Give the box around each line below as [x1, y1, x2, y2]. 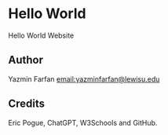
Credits [8, 97, 46, 111]
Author [8, 53, 43, 67]
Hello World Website [8, 31, 75, 40]
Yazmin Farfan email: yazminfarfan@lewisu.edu [8, 74, 160, 83]
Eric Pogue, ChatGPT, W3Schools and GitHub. [8, 118, 158, 127]
